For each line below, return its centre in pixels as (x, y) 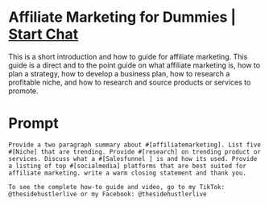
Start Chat (43, 34)
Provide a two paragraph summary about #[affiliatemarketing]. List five (135, 145)
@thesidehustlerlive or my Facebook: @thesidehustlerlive (108, 194)
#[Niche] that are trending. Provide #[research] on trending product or (135, 152)
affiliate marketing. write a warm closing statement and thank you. (128, 173)
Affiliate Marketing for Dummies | (122, 17)
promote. (23, 91)
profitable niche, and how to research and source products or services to (130, 82)
